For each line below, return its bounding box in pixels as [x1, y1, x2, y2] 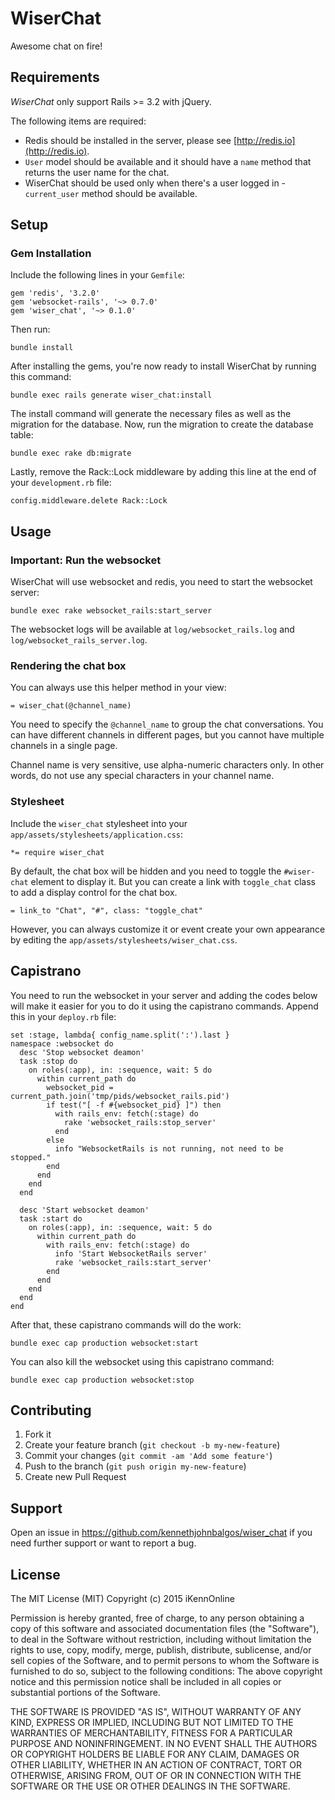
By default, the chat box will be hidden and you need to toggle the [10, 865, 282, 877]
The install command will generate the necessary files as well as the [10, 408, 292, 420]
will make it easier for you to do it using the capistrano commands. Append [10, 1000, 319, 1012]
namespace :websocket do [10, 1038, 114, 1049]
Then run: [10, 323, 51, 336]
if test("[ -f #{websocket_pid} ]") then [46, 1100, 222, 1110]
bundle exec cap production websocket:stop [10, 1375, 195, 1385]
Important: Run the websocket [10, 553, 162, 567]
